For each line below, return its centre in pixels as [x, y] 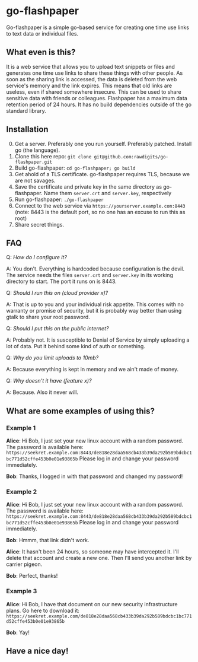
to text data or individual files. [42, 33]
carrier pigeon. [24, 564]
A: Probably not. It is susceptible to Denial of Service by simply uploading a [98, 340]
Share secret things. [39, 224]
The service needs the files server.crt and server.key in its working [90, 275]
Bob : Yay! [18, 632]
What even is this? [41, 52]
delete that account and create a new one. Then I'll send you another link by [99, 558]
